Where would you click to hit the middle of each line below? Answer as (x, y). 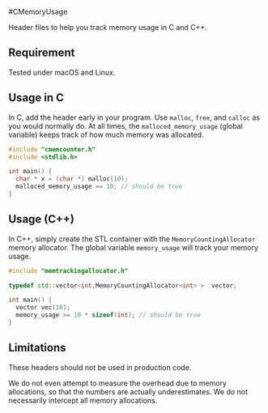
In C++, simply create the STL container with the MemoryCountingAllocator (132, 239)
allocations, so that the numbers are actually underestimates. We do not (128, 391)
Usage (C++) (41, 219)
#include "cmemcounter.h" (52, 149)
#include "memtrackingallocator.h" (68, 270)
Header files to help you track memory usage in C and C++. (108, 27)
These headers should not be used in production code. (100, 367)
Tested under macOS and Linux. (62, 72)
